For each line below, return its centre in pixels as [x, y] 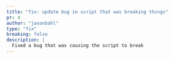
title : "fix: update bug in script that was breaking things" [87, 12]
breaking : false [27, 34]
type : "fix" [21, 29]
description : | [26, 40]
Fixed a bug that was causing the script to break [78, 46]
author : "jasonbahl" [33, 23]
